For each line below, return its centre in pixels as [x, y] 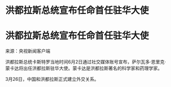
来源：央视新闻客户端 [28, 51]
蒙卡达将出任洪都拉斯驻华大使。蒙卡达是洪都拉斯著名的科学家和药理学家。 [84, 68]
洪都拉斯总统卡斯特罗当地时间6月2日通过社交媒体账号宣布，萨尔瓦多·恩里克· [86, 62]
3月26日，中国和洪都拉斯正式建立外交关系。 [52, 79]
